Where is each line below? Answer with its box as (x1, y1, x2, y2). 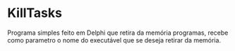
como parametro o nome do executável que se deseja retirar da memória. (7, 35, 221, 44)
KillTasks (7, 5, 62, 21)
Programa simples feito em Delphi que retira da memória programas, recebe (7, 28, 229, 37)
